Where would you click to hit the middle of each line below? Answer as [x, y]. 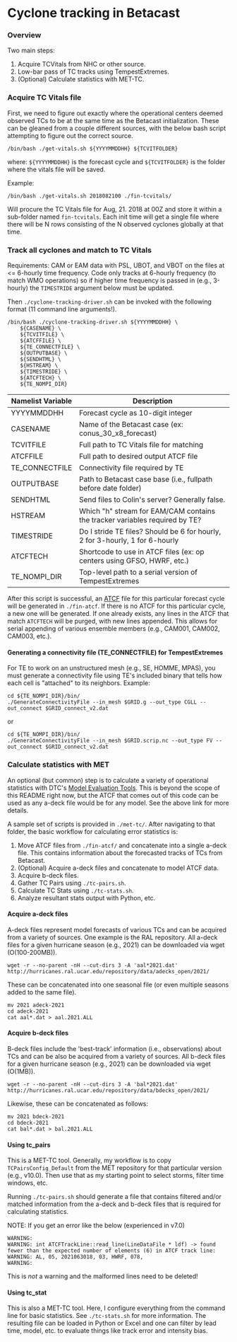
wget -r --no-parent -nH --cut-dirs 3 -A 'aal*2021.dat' [93, 965]
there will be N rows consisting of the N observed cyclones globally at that [115, 224]
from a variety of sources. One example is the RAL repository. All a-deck [113, 937]
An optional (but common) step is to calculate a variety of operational [108, 780]
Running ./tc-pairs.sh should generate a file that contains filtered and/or [115, 1197]
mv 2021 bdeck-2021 [36, 1116]
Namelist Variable [42, 401]
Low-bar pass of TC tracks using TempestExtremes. [93, 71]
